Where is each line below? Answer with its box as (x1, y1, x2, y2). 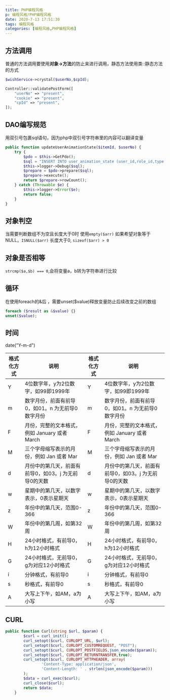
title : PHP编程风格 (5, 7, 44, 13)
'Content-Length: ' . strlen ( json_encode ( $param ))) (41, 667, 153, 672)
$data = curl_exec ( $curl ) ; (23, 676, 80, 681)
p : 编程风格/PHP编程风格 (5, 12, 52, 17)
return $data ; (23, 685, 53, 690)
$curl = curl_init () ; (23, 634, 69, 639)
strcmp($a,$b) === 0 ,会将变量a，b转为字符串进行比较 (5, 268, 117, 274)
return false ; (23, 192, 53, 197)
